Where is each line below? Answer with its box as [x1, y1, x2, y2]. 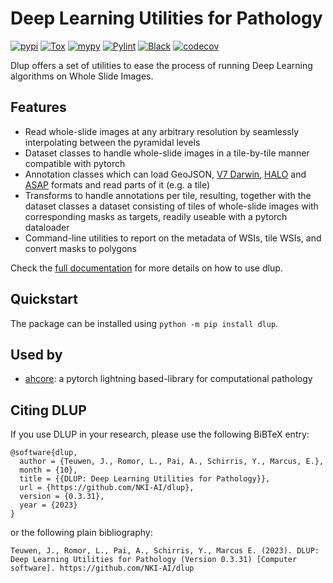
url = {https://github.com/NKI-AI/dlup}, [19, 483, 195, 493]
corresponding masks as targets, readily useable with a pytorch [24, 210, 288, 222]
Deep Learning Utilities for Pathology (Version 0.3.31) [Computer [10, 555, 298, 565]
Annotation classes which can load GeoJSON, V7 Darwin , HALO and [24, 168, 307, 180]
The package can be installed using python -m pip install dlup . [10, 317, 279, 329]
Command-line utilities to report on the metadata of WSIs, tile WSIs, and [24, 232, 322, 244]
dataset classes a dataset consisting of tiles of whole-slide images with [24, 200, 319, 212]
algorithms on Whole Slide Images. [10, 70, 154, 82]
